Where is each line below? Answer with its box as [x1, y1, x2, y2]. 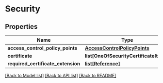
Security [5, 3, 40, 14]
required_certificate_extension [7, 60, 81, 67]
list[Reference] [84, 60, 120, 67]
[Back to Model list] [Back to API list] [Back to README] [5, 73, 116, 78]
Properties [5, 23, 38, 31]
